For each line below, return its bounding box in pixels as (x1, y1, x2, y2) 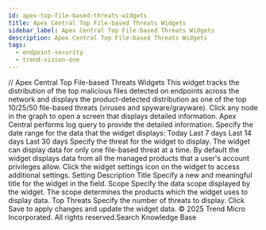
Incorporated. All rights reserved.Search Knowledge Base (8, 212, 197, 222)
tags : (8, 41, 26, 49)
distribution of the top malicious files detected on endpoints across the (8, 86, 240, 95)
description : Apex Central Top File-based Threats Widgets (8, 33, 208, 42)
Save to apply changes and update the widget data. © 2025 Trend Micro (8, 204, 246, 213)
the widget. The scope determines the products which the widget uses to (8, 187, 249, 197)
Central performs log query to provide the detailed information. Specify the (8, 120, 254, 129)
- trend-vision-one (15, 56, 80, 64)
